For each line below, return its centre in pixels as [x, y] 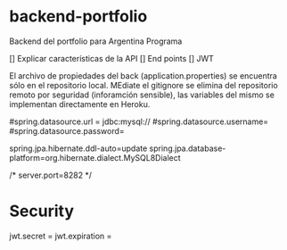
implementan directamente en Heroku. [80, 104]
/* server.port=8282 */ [50, 175]
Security [41, 211]
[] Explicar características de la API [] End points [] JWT [111, 58]
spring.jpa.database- [188, 148]
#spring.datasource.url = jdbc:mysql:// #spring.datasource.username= [139, 121]
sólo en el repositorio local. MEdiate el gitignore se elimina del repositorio [143, 85]
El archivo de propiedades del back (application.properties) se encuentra [143, 75]
